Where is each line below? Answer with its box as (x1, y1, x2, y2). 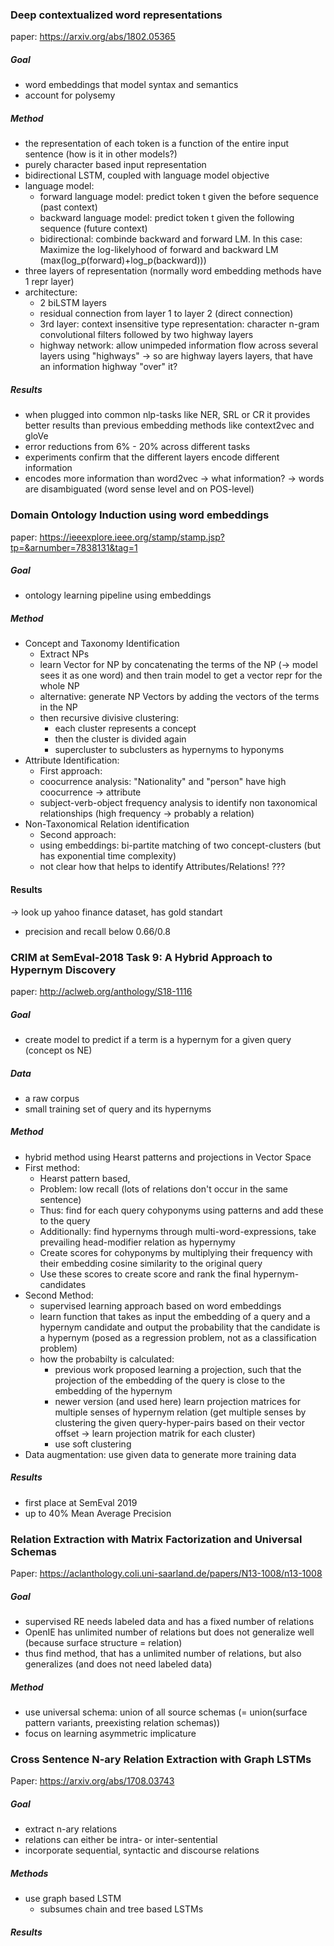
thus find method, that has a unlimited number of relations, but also (24, 1648, 302, 1660)
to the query (39, 1214, 91, 1227)
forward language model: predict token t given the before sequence (39, 191, 319, 203)
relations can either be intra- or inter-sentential (24, 1834, 218, 1846)
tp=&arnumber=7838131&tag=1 (10, 541, 138, 553)
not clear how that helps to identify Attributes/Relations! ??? (39, 861, 286, 873)
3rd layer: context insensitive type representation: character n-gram (39, 318, 320, 330)
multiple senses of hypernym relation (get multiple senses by (54, 1406, 307, 1418)
